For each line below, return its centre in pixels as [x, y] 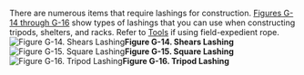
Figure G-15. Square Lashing [179, 52]
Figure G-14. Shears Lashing [179, 42]
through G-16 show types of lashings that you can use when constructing [157, 23]
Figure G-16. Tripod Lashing [176, 61]
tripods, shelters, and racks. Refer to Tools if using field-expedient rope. [144, 32]
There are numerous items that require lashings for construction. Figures [146, 13]
